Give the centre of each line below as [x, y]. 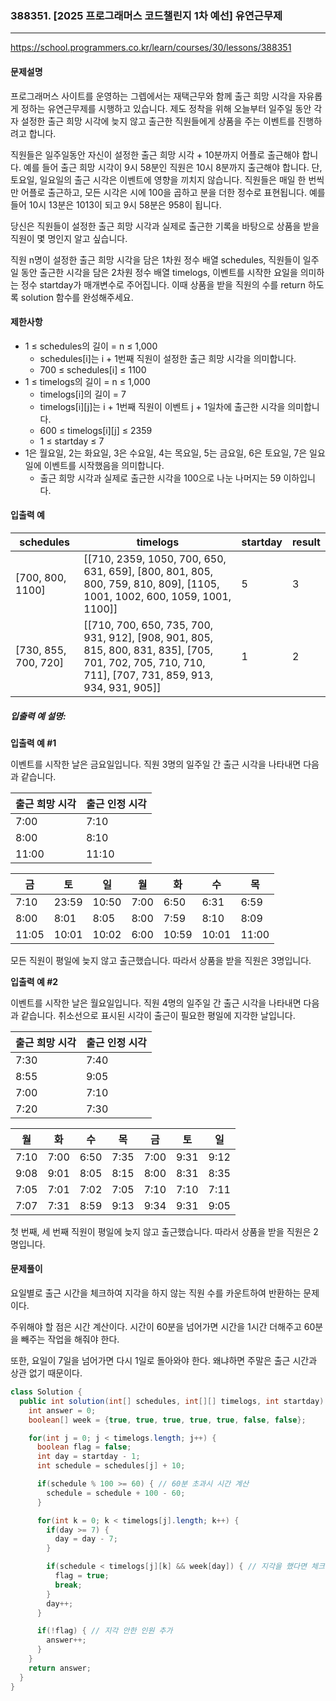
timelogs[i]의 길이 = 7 [83, 394]
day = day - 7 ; [86, 1539]
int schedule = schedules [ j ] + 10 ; [111, 1466]
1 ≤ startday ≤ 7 [72, 441]
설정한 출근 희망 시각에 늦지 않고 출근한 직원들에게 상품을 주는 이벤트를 [158, 121]
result [306, 542]
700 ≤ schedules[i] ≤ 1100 [93, 369]
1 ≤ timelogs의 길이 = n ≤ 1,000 [87, 381]
